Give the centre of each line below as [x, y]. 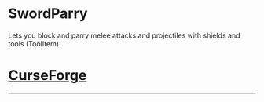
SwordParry [48, 14]
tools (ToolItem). [35, 43]
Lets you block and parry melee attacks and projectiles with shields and [124, 35]
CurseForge [48, 76]
